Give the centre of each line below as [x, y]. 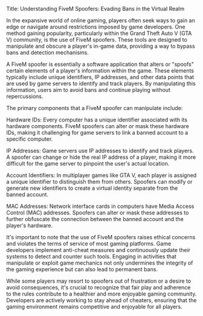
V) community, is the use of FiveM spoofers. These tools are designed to [97, 40]
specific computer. [30, 139]
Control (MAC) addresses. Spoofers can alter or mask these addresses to [98, 213]
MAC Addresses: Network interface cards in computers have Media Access [100, 206]
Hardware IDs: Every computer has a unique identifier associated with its [97, 120]
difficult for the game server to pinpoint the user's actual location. [88, 163]
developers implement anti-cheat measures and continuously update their [98, 250]
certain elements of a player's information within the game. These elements [100, 71]
